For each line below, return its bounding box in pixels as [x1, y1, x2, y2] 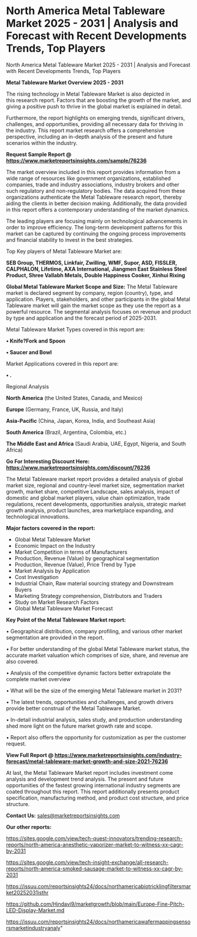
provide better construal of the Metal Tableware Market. [6, 705, 142, 712]
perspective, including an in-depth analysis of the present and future [6, 133, 173, 140]
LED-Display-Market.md [6, 906, 65, 913]
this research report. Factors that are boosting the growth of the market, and [6, 96, 191, 104]
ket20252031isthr [6, 889, 49, 896]
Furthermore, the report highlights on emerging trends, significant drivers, [6, 114, 185, 121]
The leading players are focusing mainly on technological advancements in [6, 217, 188, 225]
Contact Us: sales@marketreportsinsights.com [6, 812, 121, 819]
